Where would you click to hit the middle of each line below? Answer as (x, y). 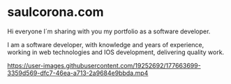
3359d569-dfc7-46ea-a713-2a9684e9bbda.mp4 (78, 73)
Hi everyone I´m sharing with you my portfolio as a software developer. (109, 31)
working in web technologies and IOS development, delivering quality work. (116, 52)
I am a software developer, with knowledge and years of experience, (106, 44)
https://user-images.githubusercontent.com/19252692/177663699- (104, 65)
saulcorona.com (55, 12)
